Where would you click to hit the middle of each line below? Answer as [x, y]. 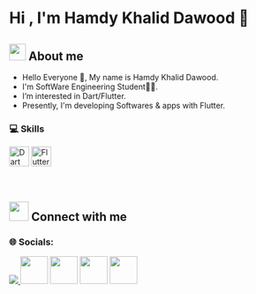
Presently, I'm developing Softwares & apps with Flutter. [124, 106]
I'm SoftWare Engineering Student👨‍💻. [90, 87]
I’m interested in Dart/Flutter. [74, 96]
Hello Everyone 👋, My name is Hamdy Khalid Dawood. [120, 77]
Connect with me [79, 217]
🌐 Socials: [32, 242]
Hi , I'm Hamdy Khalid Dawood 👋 [129, 18]
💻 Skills [27, 129]
